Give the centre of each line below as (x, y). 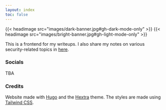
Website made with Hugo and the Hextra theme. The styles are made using (83, 97)
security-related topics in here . (37, 49)
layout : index (20, 10)
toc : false (17, 15)
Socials (14, 62)
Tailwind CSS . (20, 102)
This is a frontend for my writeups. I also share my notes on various (75, 44)
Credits (14, 86)
